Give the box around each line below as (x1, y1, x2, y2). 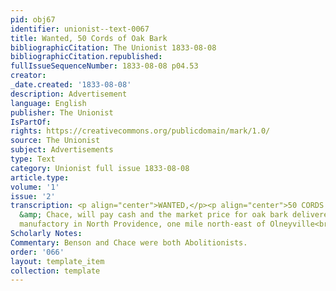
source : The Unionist (10, 136, 101, 146)
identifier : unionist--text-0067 (10, 24, 150, 34)
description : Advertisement (10, 89, 128, 99)
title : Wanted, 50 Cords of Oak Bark (10, 33, 168, 43)
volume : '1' (10, 182, 60, 192)
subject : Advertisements (10, 145, 114, 155)
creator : (10, 71, 47, 81)
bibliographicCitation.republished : (10, 52, 163, 62)
